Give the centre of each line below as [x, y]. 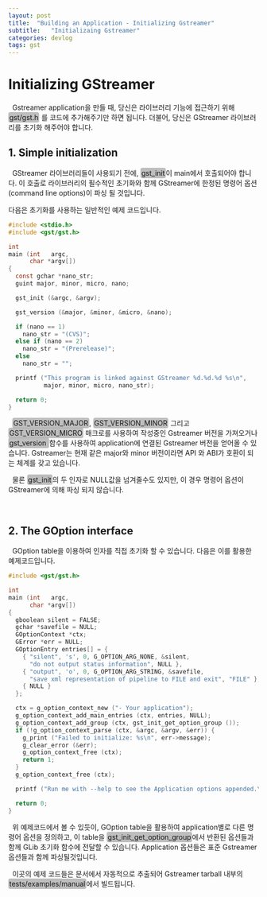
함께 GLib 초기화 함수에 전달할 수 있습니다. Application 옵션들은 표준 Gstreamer [133, 847]
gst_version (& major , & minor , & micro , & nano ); [94, 312]
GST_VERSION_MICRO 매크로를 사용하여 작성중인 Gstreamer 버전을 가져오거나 [133, 433]
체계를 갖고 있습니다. [48, 463]
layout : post [30, 16]
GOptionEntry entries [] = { [62, 650]
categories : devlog [41, 38]
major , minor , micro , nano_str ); [99, 385]
